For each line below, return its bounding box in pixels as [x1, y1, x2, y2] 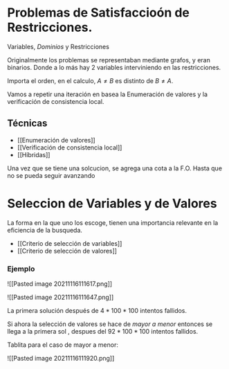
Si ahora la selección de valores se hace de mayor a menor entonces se [7, 320, 213, 328]
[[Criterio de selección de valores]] [17, 246, 118, 255]
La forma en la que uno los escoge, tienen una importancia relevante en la [7, 218, 219, 226]
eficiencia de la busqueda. [7, 226, 83, 234]
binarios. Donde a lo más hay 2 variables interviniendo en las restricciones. [7, 63, 221, 71]
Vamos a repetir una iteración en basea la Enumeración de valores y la [7, 90, 208, 98]
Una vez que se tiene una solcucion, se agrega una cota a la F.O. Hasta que [7, 164, 223, 172]
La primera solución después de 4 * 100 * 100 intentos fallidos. [7, 306, 187, 314]
